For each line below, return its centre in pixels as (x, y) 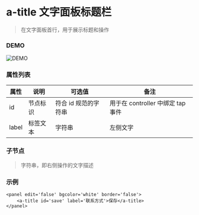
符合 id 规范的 (74, 103)
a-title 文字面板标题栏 (59, 12)
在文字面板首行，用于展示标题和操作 (65, 30)
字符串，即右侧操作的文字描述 (57, 165)
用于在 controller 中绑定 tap (147, 103)
